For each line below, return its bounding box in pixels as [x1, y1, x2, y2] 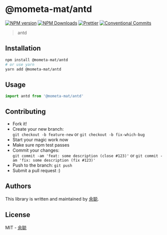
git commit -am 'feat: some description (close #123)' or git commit [12, 152, 158, 158]
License [5, 211, 30, 219]
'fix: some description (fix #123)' [19, 158, 96, 163]
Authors [5, 182, 31, 191]
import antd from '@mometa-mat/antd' [5, 94, 84, 99]
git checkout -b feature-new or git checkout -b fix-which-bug [12, 131, 145, 137]
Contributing [5, 107, 46, 116]
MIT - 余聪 [5, 225, 26, 231]
